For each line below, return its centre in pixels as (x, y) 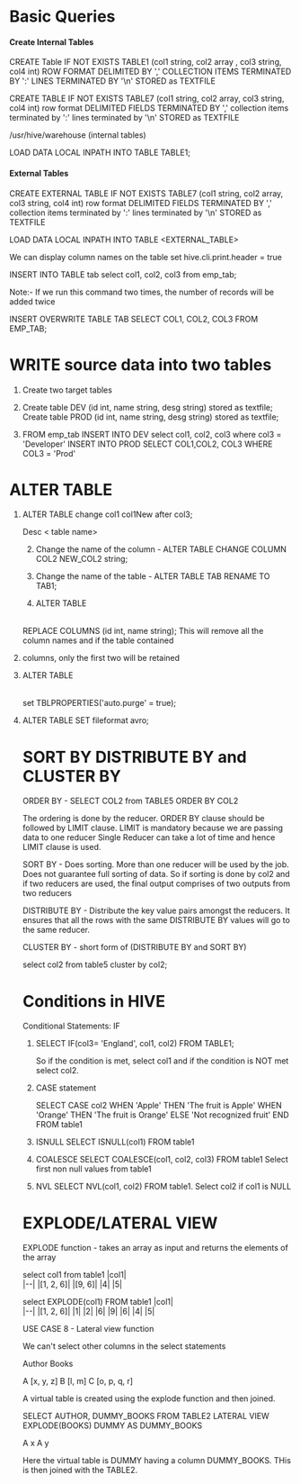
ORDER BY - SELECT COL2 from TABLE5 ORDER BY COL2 (130, 801)
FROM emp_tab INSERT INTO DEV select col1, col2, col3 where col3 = (152, 434)
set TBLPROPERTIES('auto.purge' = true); (99, 703)
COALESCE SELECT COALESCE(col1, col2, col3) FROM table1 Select (162, 1160)
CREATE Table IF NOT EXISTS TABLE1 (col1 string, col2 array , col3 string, (146, 62)
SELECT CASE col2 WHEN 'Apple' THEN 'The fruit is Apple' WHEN (159, 1106)
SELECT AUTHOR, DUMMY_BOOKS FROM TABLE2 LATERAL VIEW (146, 1416)
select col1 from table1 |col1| (75, 1275)
